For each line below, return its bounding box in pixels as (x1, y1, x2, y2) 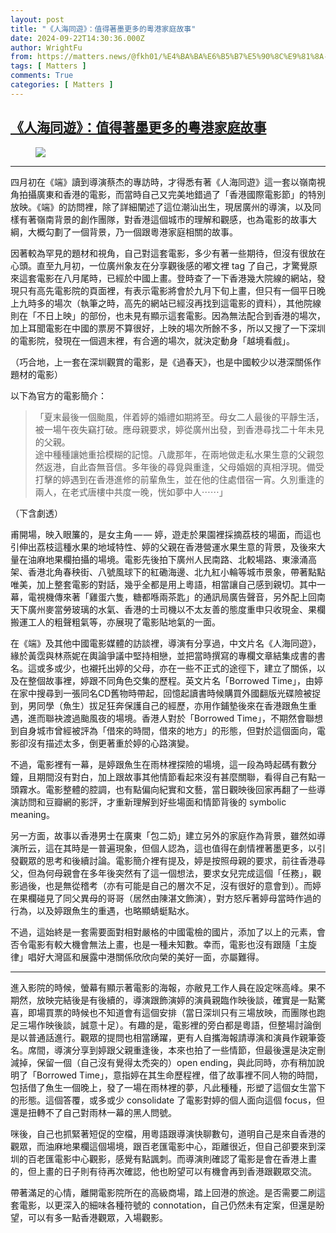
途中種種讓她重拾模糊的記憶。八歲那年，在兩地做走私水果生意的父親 (34, 448, 316, 460)
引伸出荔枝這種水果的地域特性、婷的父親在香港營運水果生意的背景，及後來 (10, 541, 317, 553)
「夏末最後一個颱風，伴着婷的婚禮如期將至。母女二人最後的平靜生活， (34, 411, 325, 423)
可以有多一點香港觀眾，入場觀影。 (27, 1211, 168, 1223)
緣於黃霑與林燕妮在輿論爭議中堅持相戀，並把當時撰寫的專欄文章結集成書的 (10, 649, 317, 661)
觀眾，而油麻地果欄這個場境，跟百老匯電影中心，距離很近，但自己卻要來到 (10, 1140, 317, 1152)
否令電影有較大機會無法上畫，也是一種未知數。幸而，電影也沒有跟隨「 (10, 938, 300, 950)
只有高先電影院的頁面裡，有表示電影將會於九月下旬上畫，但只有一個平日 (18, 284, 317, 296)
